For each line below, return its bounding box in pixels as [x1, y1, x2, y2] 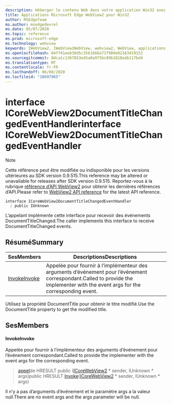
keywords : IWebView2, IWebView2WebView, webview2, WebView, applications [5, 46, 166, 51]
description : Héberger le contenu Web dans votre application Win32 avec [5, 7, 166, 13]
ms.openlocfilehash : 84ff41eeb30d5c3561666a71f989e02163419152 [5, 50, 143, 55]
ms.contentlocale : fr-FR [5, 65, 58, 70]
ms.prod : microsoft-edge [5, 36, 58, 42]
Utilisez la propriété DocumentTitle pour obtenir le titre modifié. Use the [5, 301, 155, 307]
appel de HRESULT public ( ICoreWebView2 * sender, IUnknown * [17, 368, 154, 374]
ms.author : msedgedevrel [5, 22, 58, 27]
